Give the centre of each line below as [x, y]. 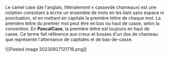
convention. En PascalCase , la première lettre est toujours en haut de [77, 29]
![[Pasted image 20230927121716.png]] [46, 49]
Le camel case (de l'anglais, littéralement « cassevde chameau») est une [81, 7]
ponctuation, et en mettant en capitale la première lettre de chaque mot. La [83, 18]
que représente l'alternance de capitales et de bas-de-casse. [69, 39]
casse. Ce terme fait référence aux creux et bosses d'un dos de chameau [81, 34]
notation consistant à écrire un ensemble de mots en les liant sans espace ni [85, 13]
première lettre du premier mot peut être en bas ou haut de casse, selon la [82, 23]
